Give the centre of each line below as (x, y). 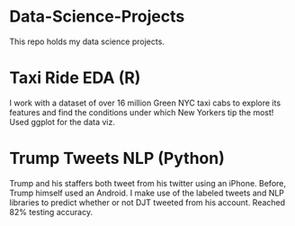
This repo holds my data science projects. (87, 41)
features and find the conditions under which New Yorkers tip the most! (142, 112)
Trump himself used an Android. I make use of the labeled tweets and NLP (147, 193)
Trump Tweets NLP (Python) (117, 158)
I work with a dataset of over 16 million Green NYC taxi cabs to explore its (145, 103)
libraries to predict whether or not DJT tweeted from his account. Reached (147, 202)
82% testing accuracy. (51, 212)
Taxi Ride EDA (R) (75, 78)
